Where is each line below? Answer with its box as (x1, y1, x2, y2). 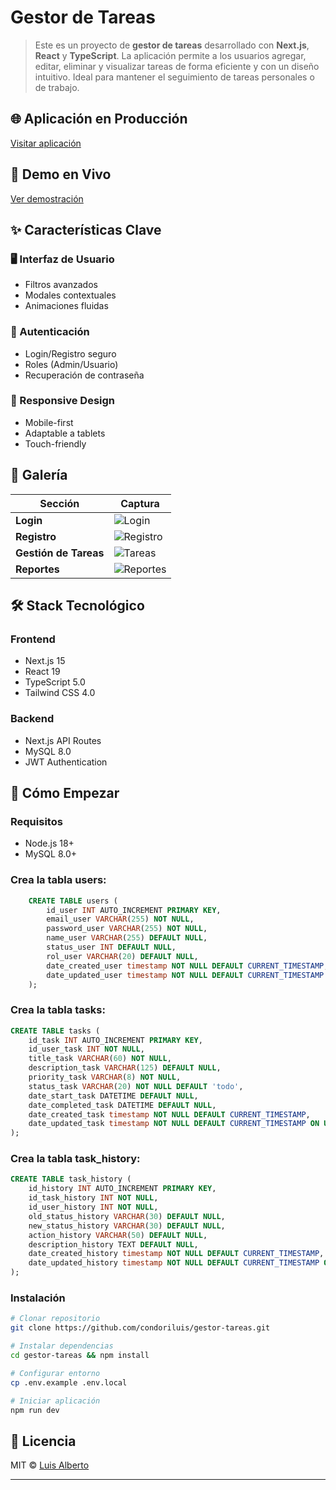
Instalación (10, 1291, 66, 1305)
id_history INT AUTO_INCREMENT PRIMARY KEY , (28, 1184, 217, 1194)
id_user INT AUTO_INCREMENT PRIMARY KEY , (46, 905, 222, 915)
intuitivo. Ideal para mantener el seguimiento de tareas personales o (34, 71, 315, 83)
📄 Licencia (10, 1432, 77, 1450)
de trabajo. (34, 81, 80, 93)
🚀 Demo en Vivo (10, 166, 112, 183)
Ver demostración (10, 192, 84, 205)
